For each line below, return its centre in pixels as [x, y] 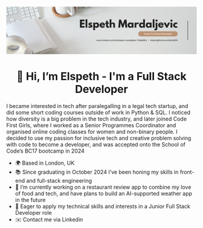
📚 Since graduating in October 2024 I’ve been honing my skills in [97, 172]
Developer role [34, 212]
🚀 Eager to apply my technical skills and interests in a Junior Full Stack [102, 206]
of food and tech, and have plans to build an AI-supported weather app [103, 193]
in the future [30, 200]
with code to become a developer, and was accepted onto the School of [96, 144]
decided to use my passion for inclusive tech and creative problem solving [99, 138]
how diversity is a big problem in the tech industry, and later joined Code [97, 119]
